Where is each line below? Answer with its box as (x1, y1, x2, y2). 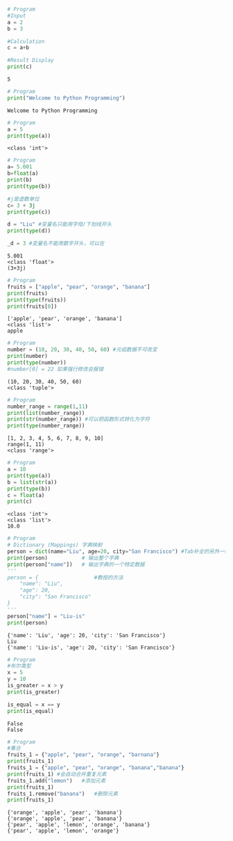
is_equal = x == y (7, 701, 60, 708)
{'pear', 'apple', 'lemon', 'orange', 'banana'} (7, 822, 150, 828)
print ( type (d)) (7, 228, 51, 235)
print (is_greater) (7, 689, 60, 695)
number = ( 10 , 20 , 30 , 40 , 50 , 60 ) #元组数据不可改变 (7, 346, 157, 354)
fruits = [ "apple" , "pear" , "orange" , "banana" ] (7, 283, 150, 290)
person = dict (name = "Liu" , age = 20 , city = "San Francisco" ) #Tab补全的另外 (7, 548, 220, 555)
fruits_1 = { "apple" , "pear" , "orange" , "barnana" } (7, 751, 159, 758)
